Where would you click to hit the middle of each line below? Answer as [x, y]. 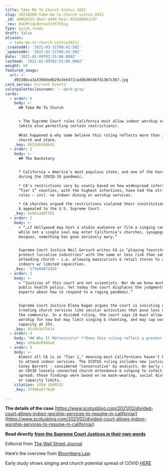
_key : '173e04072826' [36, 269]
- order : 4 [21, 334]
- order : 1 [21, 149]
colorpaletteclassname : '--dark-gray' [45, 89]
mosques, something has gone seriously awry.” [68, 237]
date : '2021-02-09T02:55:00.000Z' [41, 56]
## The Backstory [36, 159]
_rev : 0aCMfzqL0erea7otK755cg [37, 24]
